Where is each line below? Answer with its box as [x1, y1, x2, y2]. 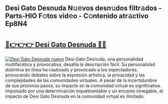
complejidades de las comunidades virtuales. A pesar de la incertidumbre [5, 77, 157, 83]
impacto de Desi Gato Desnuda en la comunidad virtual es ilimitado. [5, 93, 145, 99]
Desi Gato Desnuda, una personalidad [65, 56, 143, 62]
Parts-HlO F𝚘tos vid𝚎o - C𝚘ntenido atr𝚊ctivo [5, 12, 149, 20]
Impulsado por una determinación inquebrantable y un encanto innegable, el [5, 88, 163, 94]
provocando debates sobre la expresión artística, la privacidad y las [5, 72, 145, 78]
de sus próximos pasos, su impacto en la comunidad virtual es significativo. [5, 82, 161, 88]
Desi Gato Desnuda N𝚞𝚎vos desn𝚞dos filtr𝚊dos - [5, 4, 162, 12]
